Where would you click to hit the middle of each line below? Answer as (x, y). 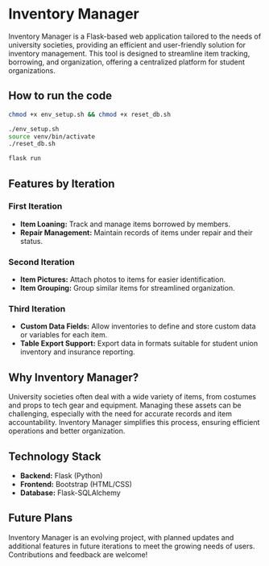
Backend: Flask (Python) (61, 476)
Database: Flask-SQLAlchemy (70, 493)
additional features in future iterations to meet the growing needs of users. (132, 546)
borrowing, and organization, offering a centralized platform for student (127, 62)
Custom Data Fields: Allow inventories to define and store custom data (138, 326)
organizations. (32, 70)
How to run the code (60, 96)
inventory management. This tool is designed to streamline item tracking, (129, 53)
